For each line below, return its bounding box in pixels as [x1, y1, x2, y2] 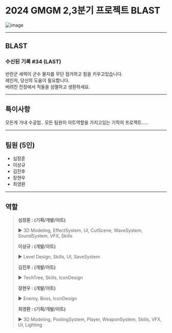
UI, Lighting [17, 322, 42, 328]
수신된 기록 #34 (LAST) [5, 58, 61, 65]
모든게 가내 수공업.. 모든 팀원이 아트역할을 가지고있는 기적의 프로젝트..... [5, 119, 148, 126]
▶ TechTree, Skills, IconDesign [17, 274, 83, 281]
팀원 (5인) [5, 141, 35, 150]
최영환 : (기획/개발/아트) [17, 306, 66, 312]
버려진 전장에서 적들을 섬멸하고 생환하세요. [5, 83, 91, 90]
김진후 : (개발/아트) [17, 264, 56, 270]
